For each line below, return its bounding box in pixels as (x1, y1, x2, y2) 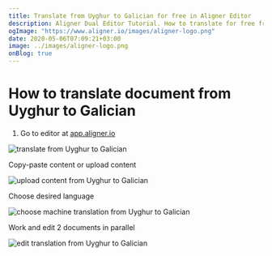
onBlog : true (8, 49, 53, 58)
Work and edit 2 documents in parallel (8, 222, 135, 232)
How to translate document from (8, 84, 232, 103)
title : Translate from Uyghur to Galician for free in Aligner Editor (8, 11, 252, 20)
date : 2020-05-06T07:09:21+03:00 (8, 34, 121, 43)
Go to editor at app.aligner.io (19, 128, 116, 138)
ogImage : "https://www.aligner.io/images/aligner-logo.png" (8, 27, 216, 35)
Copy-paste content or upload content (8, 160, 137, 169)
